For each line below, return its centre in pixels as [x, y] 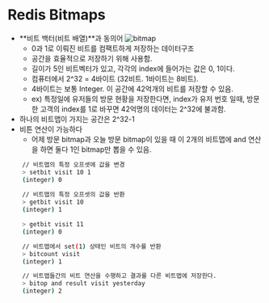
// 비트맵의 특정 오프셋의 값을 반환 [74, 195]
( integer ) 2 [42, 291]
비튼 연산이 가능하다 [50, 129]
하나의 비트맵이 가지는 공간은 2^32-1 [77, 119]
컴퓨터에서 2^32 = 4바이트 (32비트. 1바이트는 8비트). [115, 78]
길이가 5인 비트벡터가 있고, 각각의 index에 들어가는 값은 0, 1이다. [133, 68]
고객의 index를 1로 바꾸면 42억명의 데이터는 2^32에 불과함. [133, 109]
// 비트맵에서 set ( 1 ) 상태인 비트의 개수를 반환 [92, 246]
